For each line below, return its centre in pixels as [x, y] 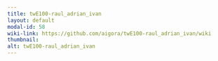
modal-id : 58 [26, 27]
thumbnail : [23, 40]
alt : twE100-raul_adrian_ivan [52, 46]
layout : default [31, 20]
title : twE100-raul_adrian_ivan [54, 14]
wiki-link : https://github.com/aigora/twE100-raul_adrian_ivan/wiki [109, 33]
